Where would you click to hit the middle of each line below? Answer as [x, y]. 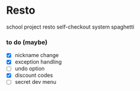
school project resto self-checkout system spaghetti [70, 27]
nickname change [37, 55]
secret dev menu [35, 82]
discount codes [34, 76]
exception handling [38, 62]
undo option [29, 68]
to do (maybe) [27, 42]
